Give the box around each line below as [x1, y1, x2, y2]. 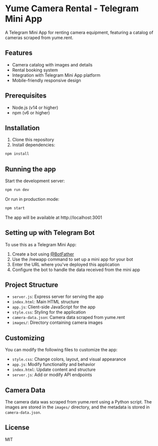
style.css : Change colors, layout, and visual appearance [12, 356, 126, 362]
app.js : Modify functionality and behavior [12, 361, 96, 367]
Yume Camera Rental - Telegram [5, 3, 139, 14]
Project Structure [5, 281, 58, 289]
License [5, 424, 30, 432]
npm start [5, 206, 25, 211]
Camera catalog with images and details [12, 62, 93, 67]
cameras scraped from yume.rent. [5, 35, 74, 41]
